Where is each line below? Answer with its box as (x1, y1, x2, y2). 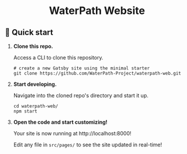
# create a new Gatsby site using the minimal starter (13, 65, 150, 71)
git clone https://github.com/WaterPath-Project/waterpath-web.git (13, 71, 181, 76)
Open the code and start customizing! (13, 118, 108, 125)
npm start (13, 108, 38, 114)
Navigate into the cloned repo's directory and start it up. (13, 92, 149, 99)
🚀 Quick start (5, 27, 53, 37)
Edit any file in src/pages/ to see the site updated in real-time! (13, 141, 162, 148)
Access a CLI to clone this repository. (13, 54, 104, 61)
